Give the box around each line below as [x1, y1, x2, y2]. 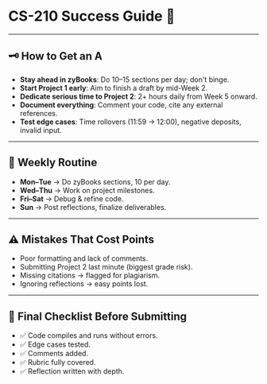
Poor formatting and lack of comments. [19, 254, 149, 263]
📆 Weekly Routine [8, 156, 98, 169]
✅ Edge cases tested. [19, 339, 91, 349]
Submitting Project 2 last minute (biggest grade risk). [19, 262, 193, 272]
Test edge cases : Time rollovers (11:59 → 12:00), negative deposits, [19, 117, 242, 126]
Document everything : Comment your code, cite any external [19, 99, 223, 110]
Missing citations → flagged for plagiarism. [19, 270, 161, 281]
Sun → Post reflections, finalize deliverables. [19, 202, 167, 211]
